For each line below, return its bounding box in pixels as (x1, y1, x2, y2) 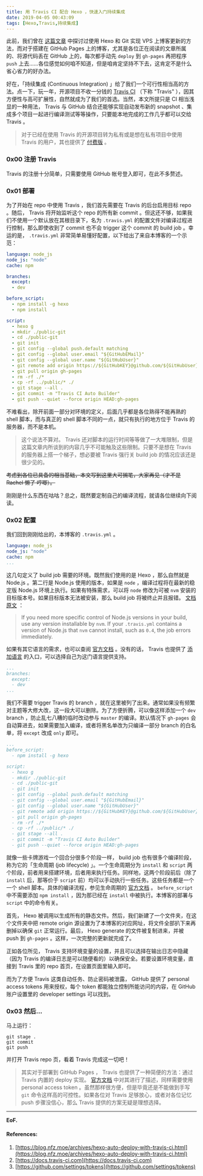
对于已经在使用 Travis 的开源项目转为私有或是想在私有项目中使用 (21, 131, 182, 138)
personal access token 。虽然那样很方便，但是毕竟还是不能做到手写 (21, 1084, 190, 1091)
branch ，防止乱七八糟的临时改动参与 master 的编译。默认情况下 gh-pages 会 (6, 714, 196, 722)
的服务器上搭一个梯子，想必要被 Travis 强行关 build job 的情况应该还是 (21, 451, 196, 458)
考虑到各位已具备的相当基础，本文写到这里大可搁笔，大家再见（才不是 (6, 471, 181, 478)
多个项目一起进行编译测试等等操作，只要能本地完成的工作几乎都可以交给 (11, 111, 192, 118)
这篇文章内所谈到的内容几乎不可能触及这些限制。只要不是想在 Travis (21, 443, 192, 451)
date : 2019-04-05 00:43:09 (6, 14, 74, 21)
